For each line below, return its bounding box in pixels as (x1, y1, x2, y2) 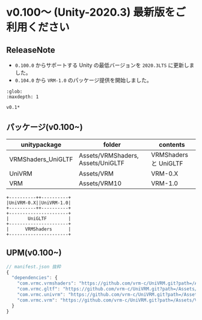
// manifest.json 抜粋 (6, 263, 61, 269)
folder (103, 140, 121, 149)
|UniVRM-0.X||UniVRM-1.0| (6, 200, 71, 206)
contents (159, 140, 185, 149)
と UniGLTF (151, 159, 183, 167)
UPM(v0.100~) (6, 248, 62, 258)
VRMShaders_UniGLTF (9, 155, 73, 163)
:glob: (6, 88, 23, 94)
